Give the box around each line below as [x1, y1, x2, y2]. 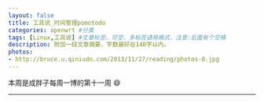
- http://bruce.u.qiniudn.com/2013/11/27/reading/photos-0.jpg [8, 56, 220, 64]
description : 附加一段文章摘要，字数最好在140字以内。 [8, 41, 170, 49]
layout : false [8, 11, 55, 20]
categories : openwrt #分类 [8, 26, 94, 34]
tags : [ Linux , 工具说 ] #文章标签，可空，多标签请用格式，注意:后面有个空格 [8, 33, 226, 42]
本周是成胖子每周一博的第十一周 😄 [8, 78, 121, 87]
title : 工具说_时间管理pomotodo [8, 19, 106, 27]
